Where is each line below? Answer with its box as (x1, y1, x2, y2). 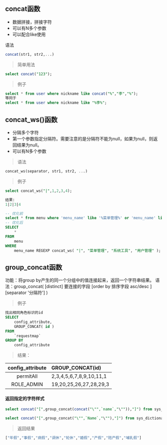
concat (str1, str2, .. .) (5, 52, 55, 57)
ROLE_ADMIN (11, 381, 43, 388)
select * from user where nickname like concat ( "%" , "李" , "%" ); (5, 91, 138, 96)
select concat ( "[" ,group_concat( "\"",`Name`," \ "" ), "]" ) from (5, 416, 135, 421)
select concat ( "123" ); (5, 71, 52, 76)
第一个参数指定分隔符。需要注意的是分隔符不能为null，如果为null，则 (12, 136, 154, 142)
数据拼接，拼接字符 (12, 19, 52, 25)
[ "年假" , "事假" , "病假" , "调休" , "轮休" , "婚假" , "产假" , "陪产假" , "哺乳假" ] (5, 436, 142, 441)
